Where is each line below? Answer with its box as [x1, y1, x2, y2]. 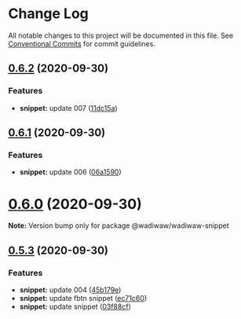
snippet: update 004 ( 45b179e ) [19, 284, 122, 295]
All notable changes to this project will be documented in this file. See [8, 31, 234, 40]
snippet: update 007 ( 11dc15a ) [19, 103, 118, 112]
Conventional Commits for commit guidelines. [8, 38, 155, 48]
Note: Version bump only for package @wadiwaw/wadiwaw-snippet [8, 221, 229, 230]
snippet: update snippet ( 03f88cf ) [19, 302, 131, 311]
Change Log [8, 5, 89, 23]
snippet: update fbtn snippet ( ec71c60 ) [19, 293, 148, 302]
